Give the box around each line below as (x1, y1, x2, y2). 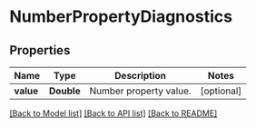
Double (48, 84, 81, 97)
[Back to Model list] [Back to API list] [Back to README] (9, 108, 218, 119)
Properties (9, 43, 71, 58)
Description (114, 70, 166, 82)
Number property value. (89, 84, 192, 97)
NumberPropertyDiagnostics (9, 6, 233, 27)
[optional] (200, 84, 242, 97)
